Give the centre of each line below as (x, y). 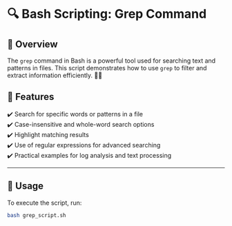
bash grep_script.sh (37, 215)
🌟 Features (31, 97)
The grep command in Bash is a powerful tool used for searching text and (112, 61)
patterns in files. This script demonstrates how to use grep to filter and (107, 68)
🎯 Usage (25, 186)
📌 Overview (32, 44)
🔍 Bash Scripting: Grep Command (107, 14)
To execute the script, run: (45, 203)
